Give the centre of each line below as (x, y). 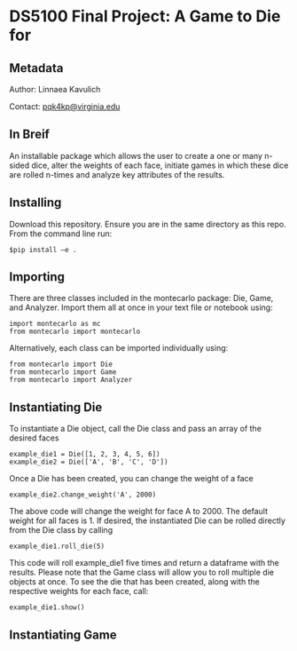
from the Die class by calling (61, 530)
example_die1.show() (47, 607)
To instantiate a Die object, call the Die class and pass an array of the (135, 429)
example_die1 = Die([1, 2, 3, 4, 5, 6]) (85, 455)
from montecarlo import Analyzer (71, 380)
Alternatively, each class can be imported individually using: (119, 348)
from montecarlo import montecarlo (75, 332)
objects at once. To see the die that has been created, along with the (134, 582)
